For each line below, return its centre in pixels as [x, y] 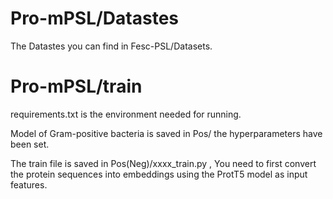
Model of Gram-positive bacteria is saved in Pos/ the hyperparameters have [166, 133]
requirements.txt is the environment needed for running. [126, 114]
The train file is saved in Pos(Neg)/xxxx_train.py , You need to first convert [163, 163]
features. [29, 184]
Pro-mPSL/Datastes [95, 18]
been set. [30, 144]
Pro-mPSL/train [76, 86]
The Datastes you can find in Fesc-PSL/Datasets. [111, 46]
